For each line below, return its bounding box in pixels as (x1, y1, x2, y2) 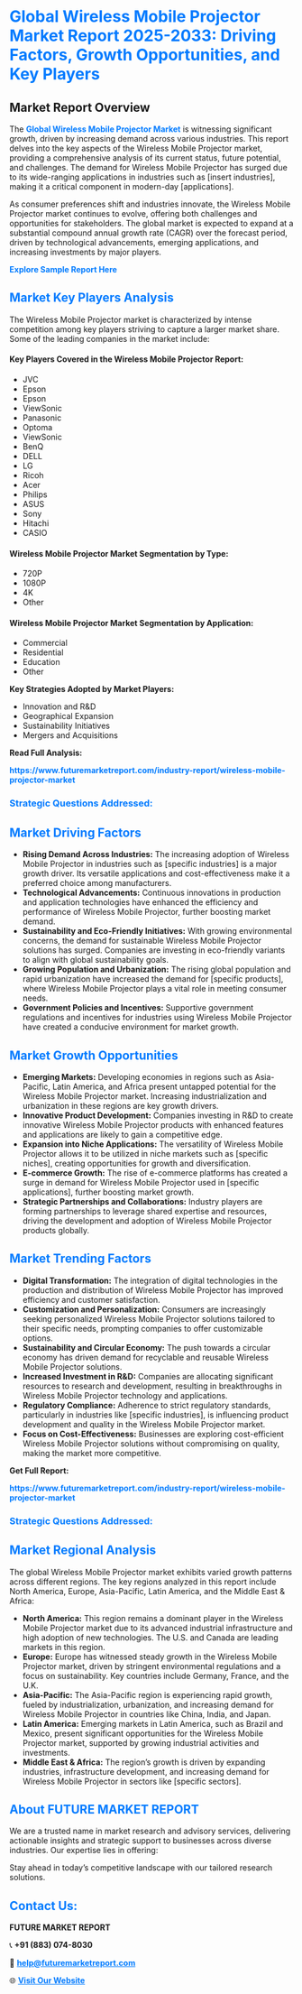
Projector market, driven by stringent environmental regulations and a (22, 1660, 281, 1671)
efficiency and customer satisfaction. (22, 1294, 160, 1305)
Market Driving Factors (9, 825, 142, 840)
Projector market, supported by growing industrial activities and (22, 1737, 260, 1748)
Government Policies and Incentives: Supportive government (22, 1002, 254, 1013)
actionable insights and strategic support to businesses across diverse (9, 1835, 272, 1846)
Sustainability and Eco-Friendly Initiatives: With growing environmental (22, 926, 293, 937)
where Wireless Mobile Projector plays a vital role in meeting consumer (22, 983, 287, 994)
